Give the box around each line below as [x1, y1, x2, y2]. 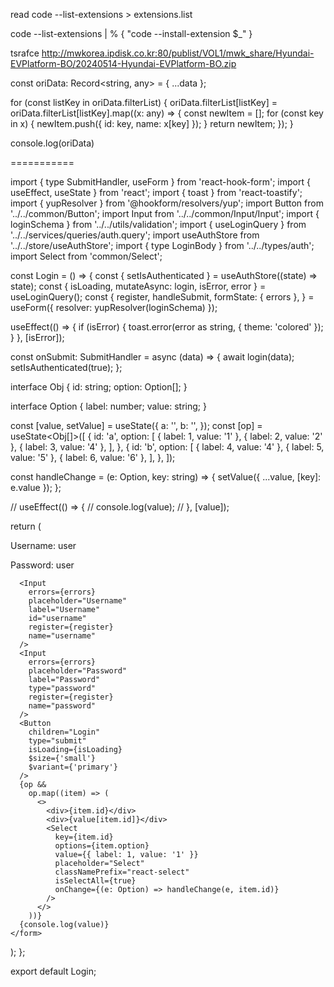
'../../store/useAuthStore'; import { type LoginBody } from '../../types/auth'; [10, 240, 315, 251]
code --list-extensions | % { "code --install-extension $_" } [10, 28, 253, 39]
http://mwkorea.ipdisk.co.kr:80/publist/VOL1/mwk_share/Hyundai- [41, 47, 315, 59]
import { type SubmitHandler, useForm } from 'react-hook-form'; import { [10, 176, 311, 188]
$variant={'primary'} [28, 762, 118, 772]
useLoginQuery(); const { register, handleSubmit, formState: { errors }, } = [10, 291, 315, 303]
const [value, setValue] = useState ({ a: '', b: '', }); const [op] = [10, 420, 263, 431]
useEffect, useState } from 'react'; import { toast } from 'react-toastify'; [10, 187, 303, 198]
